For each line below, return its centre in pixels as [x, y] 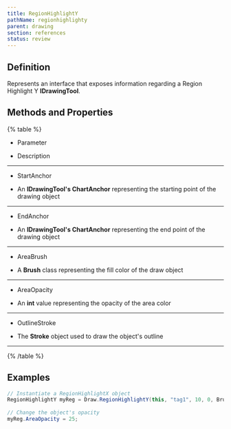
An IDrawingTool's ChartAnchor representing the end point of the [111, 229]
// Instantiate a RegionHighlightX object [69, 393]
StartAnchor [34, 176]
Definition [29, 67]
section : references [37, 33]
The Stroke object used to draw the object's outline [90, 336]
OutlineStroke [36, 323]
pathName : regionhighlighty [47, 20]
